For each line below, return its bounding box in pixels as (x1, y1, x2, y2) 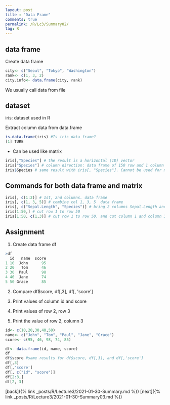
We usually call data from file (5, 87, 66, 93)
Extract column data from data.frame (5, 125, 82, 131)
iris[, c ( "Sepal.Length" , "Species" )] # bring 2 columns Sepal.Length (5, 205, 157, 210)
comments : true (5, 17, 37, 22)
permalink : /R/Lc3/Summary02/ (5, 21, 69, 27)
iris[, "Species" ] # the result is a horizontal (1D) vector (5, 158, 135, 164)
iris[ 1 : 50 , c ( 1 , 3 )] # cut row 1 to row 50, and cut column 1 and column (5, 214, 162, 219)
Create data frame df (12, 241, 57, 247)
